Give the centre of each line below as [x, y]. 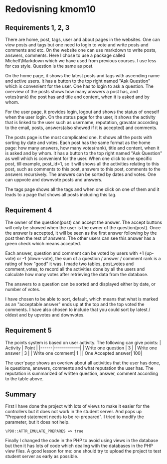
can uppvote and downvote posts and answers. [54, 180]
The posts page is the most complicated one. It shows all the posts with [79, 137]
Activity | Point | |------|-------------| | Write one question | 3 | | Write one [81, 348]
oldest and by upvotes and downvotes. [45, 314]
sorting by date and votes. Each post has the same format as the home [78, 143]
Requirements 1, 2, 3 [37, 28]
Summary [21, 394]
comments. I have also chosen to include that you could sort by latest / [78, 309]
